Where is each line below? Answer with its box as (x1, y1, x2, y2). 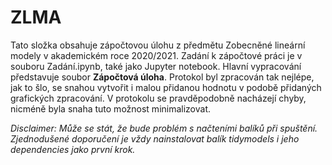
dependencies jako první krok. (10, 143, 136, 155)
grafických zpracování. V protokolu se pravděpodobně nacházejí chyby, (10, 92, 307, 104)
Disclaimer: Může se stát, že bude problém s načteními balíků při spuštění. (10, 122, 318, 134)
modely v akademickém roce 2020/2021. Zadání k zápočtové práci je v (10, 49, 303, 61)
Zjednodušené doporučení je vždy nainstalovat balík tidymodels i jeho (10, 132, 300, 145)
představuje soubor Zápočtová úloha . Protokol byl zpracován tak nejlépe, (10, 71, 315, 83)
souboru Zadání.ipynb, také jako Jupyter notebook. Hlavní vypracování (10, 60, 302, 72)
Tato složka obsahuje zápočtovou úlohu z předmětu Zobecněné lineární (10, 39, 306, 51)
